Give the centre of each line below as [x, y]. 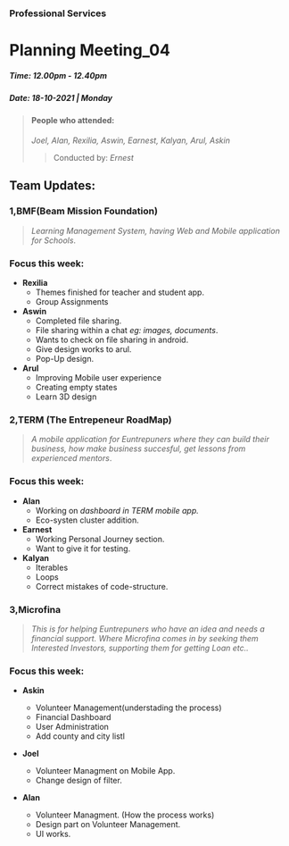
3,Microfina [35, 609]
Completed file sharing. [78, 321]
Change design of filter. [78, 781]
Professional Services [58, 13]
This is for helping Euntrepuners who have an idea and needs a [148, 629]
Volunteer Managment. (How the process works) [125, 815]
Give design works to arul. [83, 349]
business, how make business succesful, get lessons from [138, 448]
